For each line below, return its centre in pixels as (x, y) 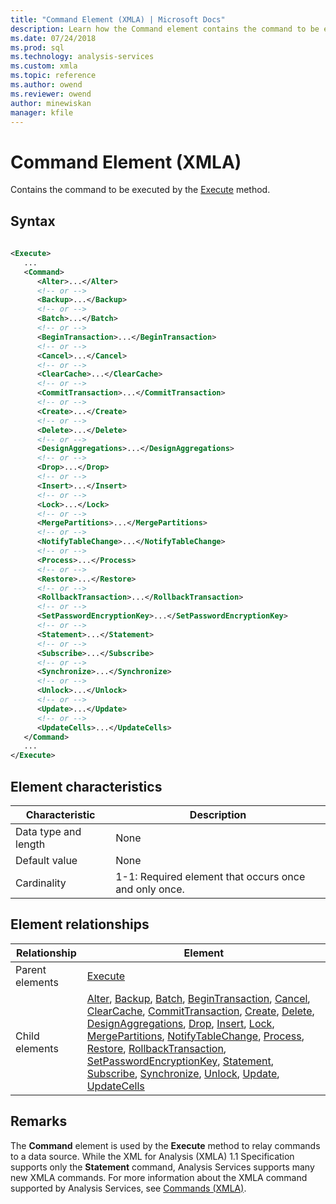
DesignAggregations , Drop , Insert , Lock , (180, 1023)
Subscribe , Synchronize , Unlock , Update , (183, 1073)
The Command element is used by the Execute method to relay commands (165, 1145)
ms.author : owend (46, 85)
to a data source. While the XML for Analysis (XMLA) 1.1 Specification (152, 1156)
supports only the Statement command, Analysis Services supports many (162, 1167)
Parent (31, 969)
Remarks (39, 1121)
